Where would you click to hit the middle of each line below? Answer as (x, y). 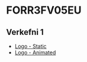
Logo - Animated (35, 53)
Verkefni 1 (25, 32)
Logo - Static (30, 46)
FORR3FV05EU (44, 10)
